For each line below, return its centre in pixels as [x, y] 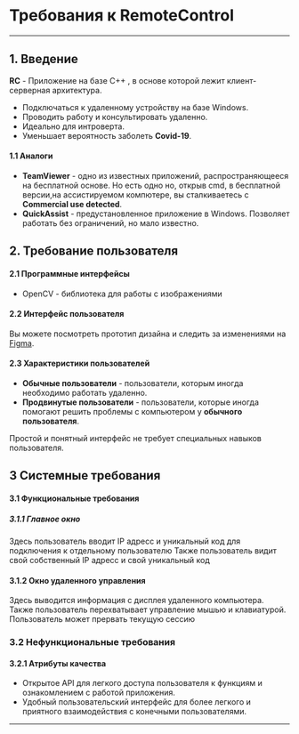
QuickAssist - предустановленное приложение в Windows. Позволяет [156, 214]
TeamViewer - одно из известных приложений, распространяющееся [155, 175]
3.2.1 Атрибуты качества [58, 663]
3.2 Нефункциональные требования [93, 642]
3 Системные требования [85, 476]
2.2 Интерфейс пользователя [67, 314]
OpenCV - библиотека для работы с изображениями [122, 294]
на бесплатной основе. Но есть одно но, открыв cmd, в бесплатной [151, 185]
